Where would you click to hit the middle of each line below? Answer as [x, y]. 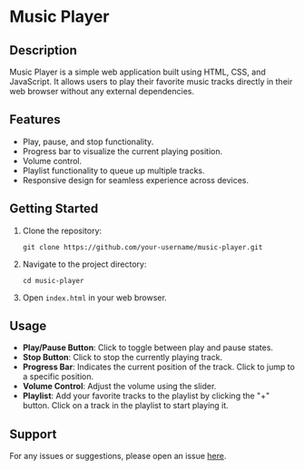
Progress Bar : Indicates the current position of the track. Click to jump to [158, 367]
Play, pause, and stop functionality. [88, 142]
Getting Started [54, 209]
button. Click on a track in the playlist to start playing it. [125, 406]
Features [35, 120]
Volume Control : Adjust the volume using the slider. [119, 387]
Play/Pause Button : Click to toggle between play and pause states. [148, 348]
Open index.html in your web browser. [95, 298]
